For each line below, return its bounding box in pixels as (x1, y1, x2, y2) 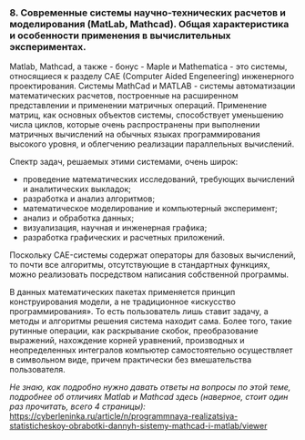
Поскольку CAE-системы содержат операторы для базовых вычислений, (9, 250, 296, 261)
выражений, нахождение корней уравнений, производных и (9, 335, 245, 346)
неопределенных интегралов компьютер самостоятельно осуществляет (9, 344, 293, 356)
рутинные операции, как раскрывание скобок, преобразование (9, 325, 259, 336)
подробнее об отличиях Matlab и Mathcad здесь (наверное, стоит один (9, 392, 289, 403)
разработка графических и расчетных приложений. (22, 232, 226, 243)
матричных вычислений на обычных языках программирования (9, 129, 261, 140)
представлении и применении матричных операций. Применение (9, 100, 267, 111)
